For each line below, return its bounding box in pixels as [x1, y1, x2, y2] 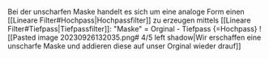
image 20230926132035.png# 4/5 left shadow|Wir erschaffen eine [37, 32, 262, 42]
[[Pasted [7, 32, 36, 42]
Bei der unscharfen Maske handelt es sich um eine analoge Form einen [7, 7, 245, 16]
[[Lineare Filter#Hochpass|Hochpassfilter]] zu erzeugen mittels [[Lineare [7, 15, 251, 25]
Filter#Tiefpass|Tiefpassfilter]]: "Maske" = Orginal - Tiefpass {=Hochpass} [7, 24, 258, 33]
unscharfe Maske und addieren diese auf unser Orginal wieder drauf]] [7, 41, 241, 51]
